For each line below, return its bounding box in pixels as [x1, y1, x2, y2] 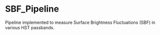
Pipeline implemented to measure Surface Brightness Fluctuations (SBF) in [5, 19, 156, 25]
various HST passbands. [5, 24, 55, 30]
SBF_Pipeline [5, 3, 59, 15]
